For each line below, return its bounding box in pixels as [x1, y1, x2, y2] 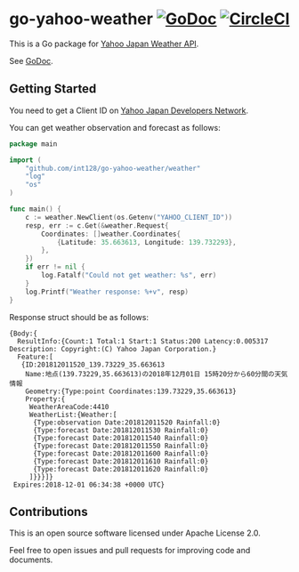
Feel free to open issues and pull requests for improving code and [9, 545, 251, 556]
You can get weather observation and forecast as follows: [9, 122, 221, 133]
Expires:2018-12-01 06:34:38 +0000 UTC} [12, 480, 166, 489]
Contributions [9, 504, 88, 520]
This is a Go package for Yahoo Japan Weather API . [9, 38, 199, 49]
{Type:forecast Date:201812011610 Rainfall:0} [32, 456, 209, 466]
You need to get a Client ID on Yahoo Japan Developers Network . [9, 105, 249, 116]
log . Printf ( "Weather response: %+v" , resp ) [25, 287, 190, 296]
